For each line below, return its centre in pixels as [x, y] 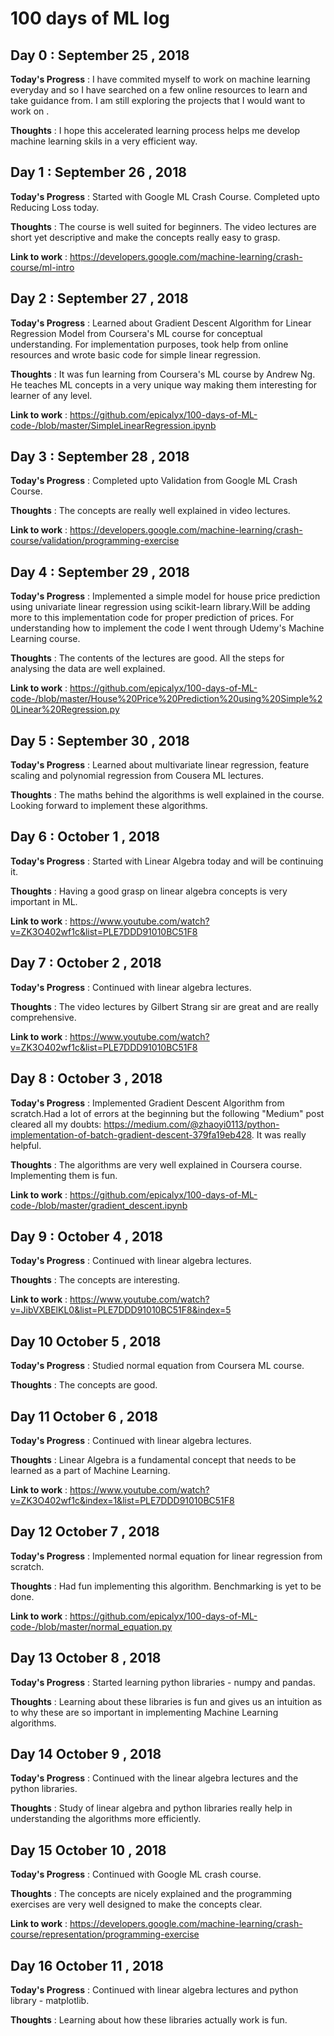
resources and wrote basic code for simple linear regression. [135, 354]
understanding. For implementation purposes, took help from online [149, 344]
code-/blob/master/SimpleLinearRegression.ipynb [113, 425]
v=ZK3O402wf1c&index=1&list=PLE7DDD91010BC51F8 [122, 1500]
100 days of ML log [90, 18]
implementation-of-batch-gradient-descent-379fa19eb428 [131, 1134]
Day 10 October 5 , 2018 [86, 1341]
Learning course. [45, 639]
